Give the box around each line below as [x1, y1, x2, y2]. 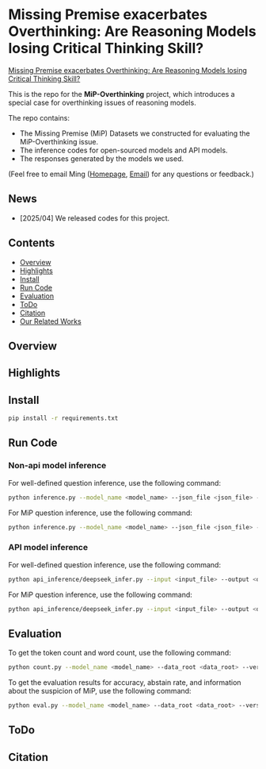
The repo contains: [8, 113, 70, 122]
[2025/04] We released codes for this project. [19, 213, 170, 223]
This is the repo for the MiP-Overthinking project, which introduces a [8, 89, 235, 98]
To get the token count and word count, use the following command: [8, 648, 231, 658]
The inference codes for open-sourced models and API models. [19, 145, 228, 155]
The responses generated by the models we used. [19, 153, 184, 163]
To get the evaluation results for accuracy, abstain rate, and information [8, 678, 241, 687]
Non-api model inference [8, 460, 107, 471]
